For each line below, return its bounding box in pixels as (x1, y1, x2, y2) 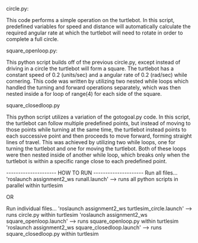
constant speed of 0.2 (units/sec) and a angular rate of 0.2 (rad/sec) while (6, 71, 188, 78)
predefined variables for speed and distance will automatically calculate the (6, 23, 191, 30)
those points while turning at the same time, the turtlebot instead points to (6, 126, 187, 133)
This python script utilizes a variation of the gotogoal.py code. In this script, (6, 113, 191, 120)
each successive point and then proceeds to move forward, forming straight (6, 132, 192, 139)
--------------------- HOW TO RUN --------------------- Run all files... (6, 169, 178, 176)
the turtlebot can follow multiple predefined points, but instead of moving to (6, 120, 191, 127)
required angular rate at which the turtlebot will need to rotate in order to (6, 29, 183, 36)
